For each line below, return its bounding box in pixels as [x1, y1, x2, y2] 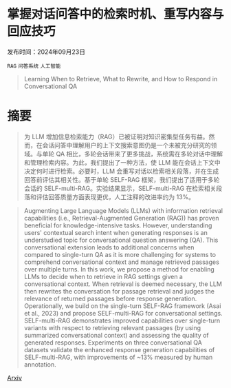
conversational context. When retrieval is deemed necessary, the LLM [23, 280, 222, 288]
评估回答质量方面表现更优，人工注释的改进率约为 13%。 [36, 192, 195, 201]
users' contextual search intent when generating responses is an [23, 228, 208, 236]
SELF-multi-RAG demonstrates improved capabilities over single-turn [23, 316, 221, 325]
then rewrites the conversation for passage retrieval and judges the [23, 287, 215, 295]
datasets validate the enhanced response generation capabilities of [23, 345, 215, 354]
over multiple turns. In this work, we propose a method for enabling [23, 265, 214, 273]
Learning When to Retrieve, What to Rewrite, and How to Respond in [23, 74, 218, 83]
